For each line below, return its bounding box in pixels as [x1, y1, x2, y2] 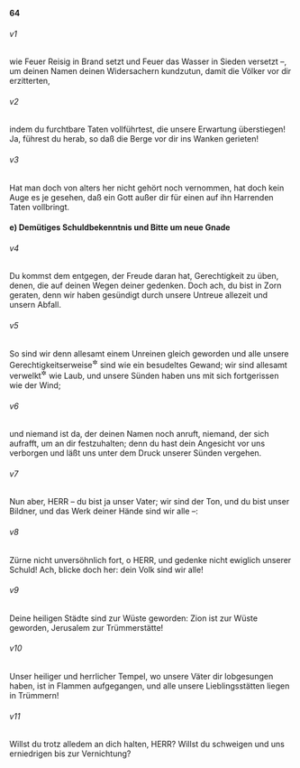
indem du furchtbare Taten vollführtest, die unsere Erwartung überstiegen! [9, 124, 286, 134]
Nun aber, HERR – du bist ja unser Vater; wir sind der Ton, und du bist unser [9, 496, 290, 507]
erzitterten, [9, 76, 51, 87]
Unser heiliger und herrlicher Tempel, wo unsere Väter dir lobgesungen [9, 671, 274, 681]
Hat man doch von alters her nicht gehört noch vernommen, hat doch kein [9, 182, 285, 193]
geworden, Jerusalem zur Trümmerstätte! [9, 622, 164, 633]
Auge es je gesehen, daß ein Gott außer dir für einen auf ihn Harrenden [9, 191, 274, 202]
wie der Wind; [9, 379, 61, 391]
